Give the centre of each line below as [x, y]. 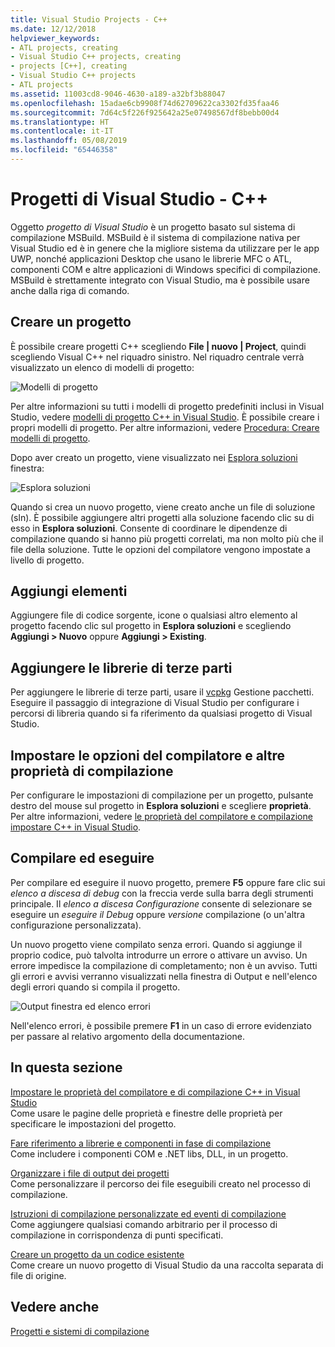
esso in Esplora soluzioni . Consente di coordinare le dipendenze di [149, 528]
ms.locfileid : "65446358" [64, 150]
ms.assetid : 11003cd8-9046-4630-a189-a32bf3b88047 [118, 94]
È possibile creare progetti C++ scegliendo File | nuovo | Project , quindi [158, 346]
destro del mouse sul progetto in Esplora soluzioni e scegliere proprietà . [161, 806]
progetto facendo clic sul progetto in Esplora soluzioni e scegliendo [151, 626]
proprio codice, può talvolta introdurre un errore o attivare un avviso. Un [159, 955]
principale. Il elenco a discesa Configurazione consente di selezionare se [161, 903]
